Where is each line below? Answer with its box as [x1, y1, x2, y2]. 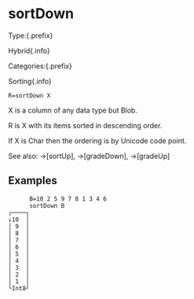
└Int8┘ [8, 284, 30, 292]
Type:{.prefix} [8, 31, 53, 40]
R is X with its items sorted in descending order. [8, 120, 163, 130]
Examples [8, 174, 57, 187]
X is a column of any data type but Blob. [8, 105, 137, 115]
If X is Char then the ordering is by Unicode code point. [8, 135, 187, 146]
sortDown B [28, 201, 65, 209]
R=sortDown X [8, 91, 51, 99]
